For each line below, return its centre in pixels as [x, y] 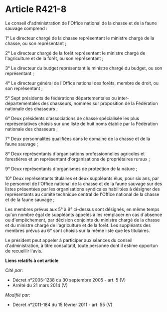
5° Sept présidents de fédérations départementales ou [61, 98]
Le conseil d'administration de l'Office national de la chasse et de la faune [81, 23]
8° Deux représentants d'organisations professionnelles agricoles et [75, 153]
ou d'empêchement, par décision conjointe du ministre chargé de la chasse [83, 220]
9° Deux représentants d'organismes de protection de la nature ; [71, 168]
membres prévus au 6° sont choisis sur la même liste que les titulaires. [78, 230]
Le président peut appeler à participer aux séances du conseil [69, 240]
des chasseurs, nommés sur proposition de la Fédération [99, 103]
